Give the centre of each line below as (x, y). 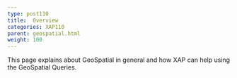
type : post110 (28, 14)
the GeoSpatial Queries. (42, 67)
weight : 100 (25, 40)
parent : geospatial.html (44, 33)
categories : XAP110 (36, 27)
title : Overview (33, 20)
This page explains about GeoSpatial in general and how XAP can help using (119, 60)
